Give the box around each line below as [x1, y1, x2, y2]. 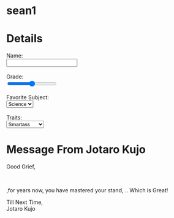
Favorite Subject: [6, 94, 49, 101]
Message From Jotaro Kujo [6, 143, 146, 157]
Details [6, 32, 43, 46]
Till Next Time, [6, 198, 43, 206]
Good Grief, [6, 163, 36, 170]
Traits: [6, 114, 23, 121]
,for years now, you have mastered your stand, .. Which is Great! [6, 187, 168, 194]
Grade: [6, 73, 24, 80]
